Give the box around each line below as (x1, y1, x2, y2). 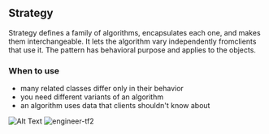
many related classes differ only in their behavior (20, 84, 184, 94)
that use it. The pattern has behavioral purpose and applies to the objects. (8, 44, 256, 55)
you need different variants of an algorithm (20, 92, 164, 102)
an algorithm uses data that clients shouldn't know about (20, 101, 210, 111)
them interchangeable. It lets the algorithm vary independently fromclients (8, 36, 257, 46)
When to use (8, 65, 59, 76)
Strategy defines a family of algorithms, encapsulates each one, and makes (8, 27, 262, 37)
